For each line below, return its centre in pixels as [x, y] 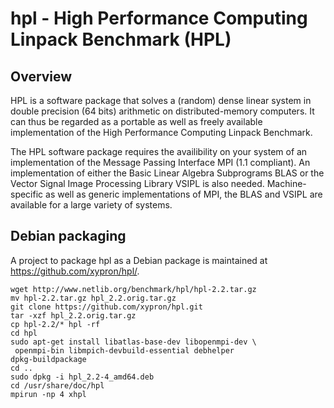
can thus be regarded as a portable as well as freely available [136, 121]
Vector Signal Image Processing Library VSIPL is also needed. [137, 183]
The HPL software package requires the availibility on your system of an [159, 151]
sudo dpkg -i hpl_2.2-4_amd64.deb [82, 377]
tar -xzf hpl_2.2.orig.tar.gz [73, 315]
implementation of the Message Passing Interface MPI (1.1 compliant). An [160, 162]
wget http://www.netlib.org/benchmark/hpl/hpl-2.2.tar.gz [133, 289]
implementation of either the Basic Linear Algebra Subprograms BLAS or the [167, 173]
